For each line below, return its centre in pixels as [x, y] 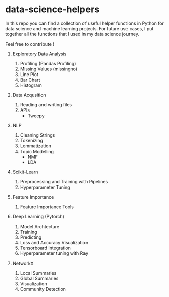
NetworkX [23, 263]
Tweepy [36, 116]
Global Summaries [39, 278]
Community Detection [43, 289]
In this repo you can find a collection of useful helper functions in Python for [85, 23]
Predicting [31, 237]
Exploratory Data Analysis [39, 54]
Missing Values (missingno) [49, 69]
